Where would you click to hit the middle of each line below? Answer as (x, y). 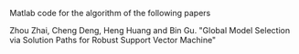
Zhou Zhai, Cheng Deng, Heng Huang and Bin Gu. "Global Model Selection (150, 30)
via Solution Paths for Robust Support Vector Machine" (113, 40)
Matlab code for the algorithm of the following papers (110, 13)
